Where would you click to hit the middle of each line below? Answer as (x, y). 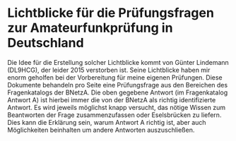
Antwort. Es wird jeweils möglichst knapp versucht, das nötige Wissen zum (117, 107)
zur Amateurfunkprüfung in (90, 28)
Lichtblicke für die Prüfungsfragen (111, 13)
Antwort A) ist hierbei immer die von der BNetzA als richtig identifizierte (112, 99)
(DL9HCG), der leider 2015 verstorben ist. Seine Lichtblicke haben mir (109, 70)
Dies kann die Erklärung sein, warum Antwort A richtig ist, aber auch (107, 122)
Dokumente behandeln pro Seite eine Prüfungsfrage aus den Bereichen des (118, 85)
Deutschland (46, 43)
